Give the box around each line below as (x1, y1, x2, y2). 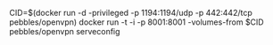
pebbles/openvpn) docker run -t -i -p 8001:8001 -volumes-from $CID (9, 17, 265, 27)
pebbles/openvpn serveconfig (9, 26, 120, 36)
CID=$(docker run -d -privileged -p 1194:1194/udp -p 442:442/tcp (9, 8, 252, 18)
